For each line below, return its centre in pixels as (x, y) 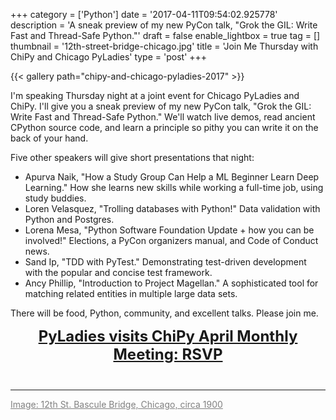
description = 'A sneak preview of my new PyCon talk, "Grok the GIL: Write (164, 25)
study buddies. (55, 198)
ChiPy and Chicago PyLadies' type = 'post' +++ (109, 57)
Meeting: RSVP (168, 354)
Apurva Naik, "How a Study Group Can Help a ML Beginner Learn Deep (172, 177)
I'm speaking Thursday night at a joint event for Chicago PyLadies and (155, 95)
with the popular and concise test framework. (118, 272)
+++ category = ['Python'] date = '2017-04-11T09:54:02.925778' (144, 14)
